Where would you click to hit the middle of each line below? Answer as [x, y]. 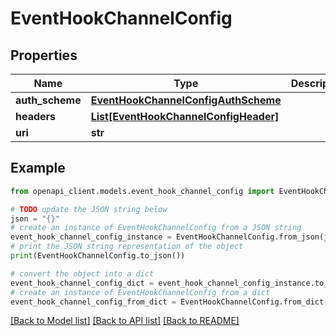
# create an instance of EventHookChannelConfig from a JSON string [156, 228]
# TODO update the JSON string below [89, 209]
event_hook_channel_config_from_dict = [93, 302]
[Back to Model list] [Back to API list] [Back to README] [125, 321]
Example [38, 168]
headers [36, 116]
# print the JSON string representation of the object [127, 247]
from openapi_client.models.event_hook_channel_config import [142, 191]
